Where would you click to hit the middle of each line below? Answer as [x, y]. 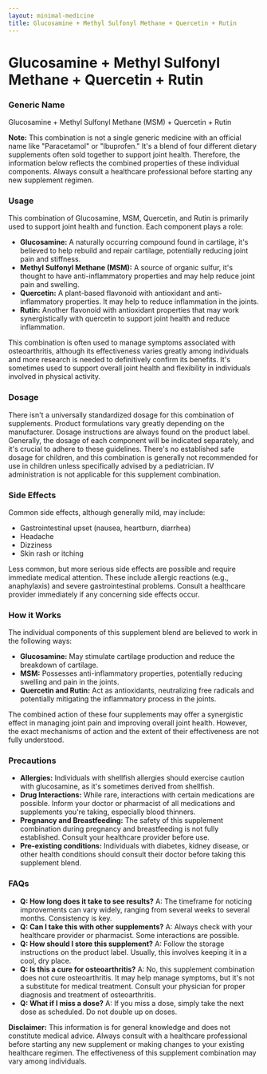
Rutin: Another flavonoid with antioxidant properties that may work [129, 310]
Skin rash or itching [51, 553]
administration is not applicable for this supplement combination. [115, 474]
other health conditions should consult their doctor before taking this [133, 854]
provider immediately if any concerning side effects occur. [104, 594]
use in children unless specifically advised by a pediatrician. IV [111, 465]
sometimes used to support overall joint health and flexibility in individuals [130, 368]
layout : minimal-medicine [51, 16]
